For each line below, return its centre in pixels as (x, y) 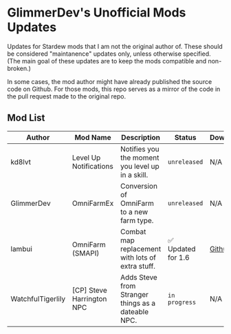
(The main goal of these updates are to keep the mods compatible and (107, 61)
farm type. (137, 220)
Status (185, 137)
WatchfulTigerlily (38, 299)
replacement (141, 249)
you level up (140, 166)
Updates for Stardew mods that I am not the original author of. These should (115, 46)
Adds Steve (139, 277)
